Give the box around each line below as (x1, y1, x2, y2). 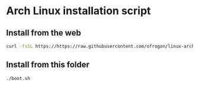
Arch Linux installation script (6, 4, 151, 18)
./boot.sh (6, 75, 31, 81)
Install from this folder (6, 60, 90, 70)
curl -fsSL (6, 43, 33, 49)
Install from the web (6, 28, 82, 38)
